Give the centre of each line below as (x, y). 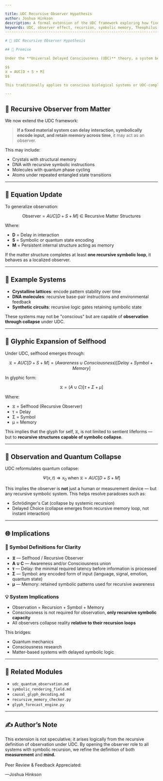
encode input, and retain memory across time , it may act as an (81, 135)
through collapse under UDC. (35, 322)
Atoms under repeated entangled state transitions (62, 175)
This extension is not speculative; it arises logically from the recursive (75, 739)
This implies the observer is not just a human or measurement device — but (81, 489)
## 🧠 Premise (18, 50)
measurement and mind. (30, 754)
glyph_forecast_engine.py (38, 705)
